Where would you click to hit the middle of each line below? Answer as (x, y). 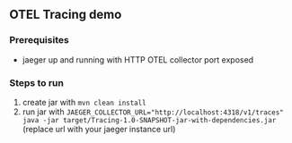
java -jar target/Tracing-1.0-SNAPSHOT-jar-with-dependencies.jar (149, 120)
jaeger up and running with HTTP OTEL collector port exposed (138, 59)
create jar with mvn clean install (84, 102)
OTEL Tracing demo (66, 15)
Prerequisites (39, 40)
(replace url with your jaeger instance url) (99, 129)
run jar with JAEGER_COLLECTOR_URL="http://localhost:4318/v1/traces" (153, 112)
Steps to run (37, 82)
